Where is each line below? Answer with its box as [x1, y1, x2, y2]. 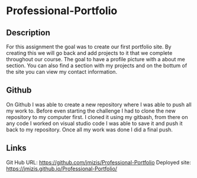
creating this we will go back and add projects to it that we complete [6, 50, 173, 57]
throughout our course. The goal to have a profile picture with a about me [6, 56, 185, 62]
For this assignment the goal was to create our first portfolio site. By [6, 43, 172, 50]
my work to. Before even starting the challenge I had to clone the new [6, 107, 176, 114]
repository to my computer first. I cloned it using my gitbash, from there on [6, 113, 188, 120]
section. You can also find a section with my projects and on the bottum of [6, 62, 188, 69]
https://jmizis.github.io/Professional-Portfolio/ [6, 165, 117, 172]
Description [6, 28, 50, 38]
